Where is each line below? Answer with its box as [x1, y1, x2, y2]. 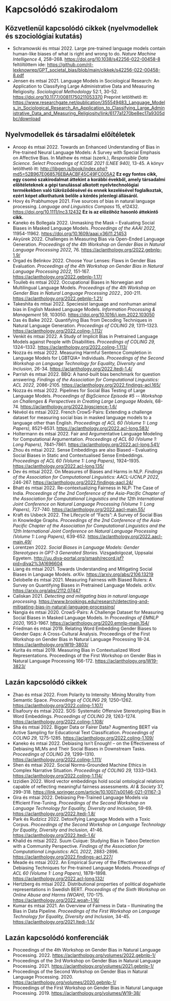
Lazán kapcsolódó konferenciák [5, 933, 109, 942]
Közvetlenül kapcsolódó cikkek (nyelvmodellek [5, 24, 159, 33]
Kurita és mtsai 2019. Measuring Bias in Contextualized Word [12, 647, 140, 653]
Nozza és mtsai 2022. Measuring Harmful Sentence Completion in [12, 349, 152, 355]
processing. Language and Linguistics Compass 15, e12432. [12, 203, 139, 209]
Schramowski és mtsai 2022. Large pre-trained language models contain [12, 45, 166, 51]
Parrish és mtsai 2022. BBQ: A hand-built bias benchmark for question [12, 371, 161, 377]
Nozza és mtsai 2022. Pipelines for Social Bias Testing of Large [12, 387, 146, 393]
